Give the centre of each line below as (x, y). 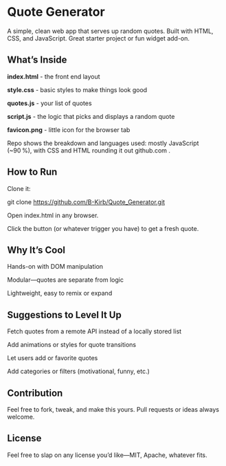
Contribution (35, 393)
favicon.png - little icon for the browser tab (69, 130)
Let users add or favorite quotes (53, 358)
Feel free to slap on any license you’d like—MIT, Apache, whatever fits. (107, 455)
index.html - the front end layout (54, 76)
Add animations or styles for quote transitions (71, 345)
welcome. (21, 417)
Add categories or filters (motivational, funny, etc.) (78, 371)
